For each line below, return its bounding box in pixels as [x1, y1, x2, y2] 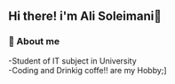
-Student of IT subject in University [8, 55, 137, 66]
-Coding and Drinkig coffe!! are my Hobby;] [8, 65, 167, 75]
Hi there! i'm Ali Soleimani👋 [8, 9, 162, 24]
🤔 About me [8, 35, 60, 48]
